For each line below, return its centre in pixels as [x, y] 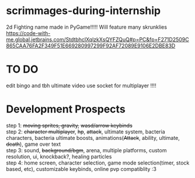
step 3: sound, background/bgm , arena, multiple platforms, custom [86, 150]
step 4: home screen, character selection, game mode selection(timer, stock [98, 163]
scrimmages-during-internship [83, 11]
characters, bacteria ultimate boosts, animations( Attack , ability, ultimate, [93, 138]
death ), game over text [34, 144]
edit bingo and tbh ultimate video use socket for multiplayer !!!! [81, 85]
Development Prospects [66, 109]
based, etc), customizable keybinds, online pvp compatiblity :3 [81, 169]
